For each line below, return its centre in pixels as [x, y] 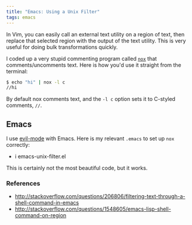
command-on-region [41, 215]
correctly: [18, 145]
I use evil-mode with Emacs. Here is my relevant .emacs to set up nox [90, 138]
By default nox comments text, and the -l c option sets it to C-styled [91, 99]
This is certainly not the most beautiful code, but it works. [77, 168]
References [23, 183]
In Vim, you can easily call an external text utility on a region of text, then [95, 34]
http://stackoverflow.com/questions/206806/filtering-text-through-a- [100, 196]
